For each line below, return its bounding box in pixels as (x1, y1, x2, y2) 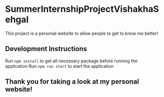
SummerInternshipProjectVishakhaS (5, 3, 159, 15)
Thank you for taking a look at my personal (5, 78, 139, 86)
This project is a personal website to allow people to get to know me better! (5, 30, 159, 36)
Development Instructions (5, 45, 87, 53)
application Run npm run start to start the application (5, 63, 114, 69)
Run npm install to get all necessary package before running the (5, 58, 138, 64)
